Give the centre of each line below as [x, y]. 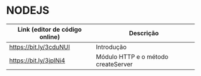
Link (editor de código [50, 29]
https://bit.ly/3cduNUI [40, 47]
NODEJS [28, 10]
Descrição [144, 33]
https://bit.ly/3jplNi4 [37, 60]
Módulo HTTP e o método [132, 56]
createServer [114, 64]
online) [50, 37]
